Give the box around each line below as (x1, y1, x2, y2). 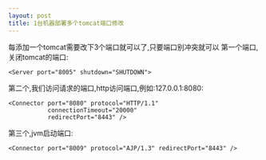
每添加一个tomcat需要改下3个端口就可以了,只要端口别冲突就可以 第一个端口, (8, 42, 259, 52)
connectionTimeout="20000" (47, 106, 137, 114)
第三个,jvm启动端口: (8, 128, 73, 138)
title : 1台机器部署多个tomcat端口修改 (8, 19, 125, 27)
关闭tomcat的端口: (8, 52, 69, 62)
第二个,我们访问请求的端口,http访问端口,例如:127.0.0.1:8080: (8, 83, 204, 93)
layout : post (8, 11, 52, 20)
